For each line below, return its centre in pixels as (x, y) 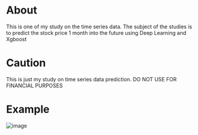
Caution (26, 63)
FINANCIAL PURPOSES (35, 85)
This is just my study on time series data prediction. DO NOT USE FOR (92, 79)
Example (28, 109)
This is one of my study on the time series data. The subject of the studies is (99, 27)
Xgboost (17, 39)
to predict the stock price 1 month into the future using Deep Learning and (96, 32)
